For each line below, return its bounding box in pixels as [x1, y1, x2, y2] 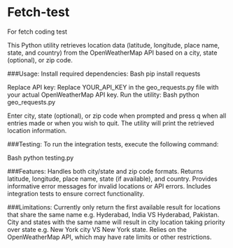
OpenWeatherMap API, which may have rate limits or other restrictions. [7, 233, 212, 241]
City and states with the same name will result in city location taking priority [7, 218, 225, 226]
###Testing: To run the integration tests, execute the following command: [7, 139, 219, 148]
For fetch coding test [7, 27, 68, 36]
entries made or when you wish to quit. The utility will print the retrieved [7, 118, 215, 127]
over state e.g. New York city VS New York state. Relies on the [7, 225, 187, 233]
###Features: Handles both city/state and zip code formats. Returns [7, 167, 204, 175]
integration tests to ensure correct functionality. [7, 189, 145, 198]
